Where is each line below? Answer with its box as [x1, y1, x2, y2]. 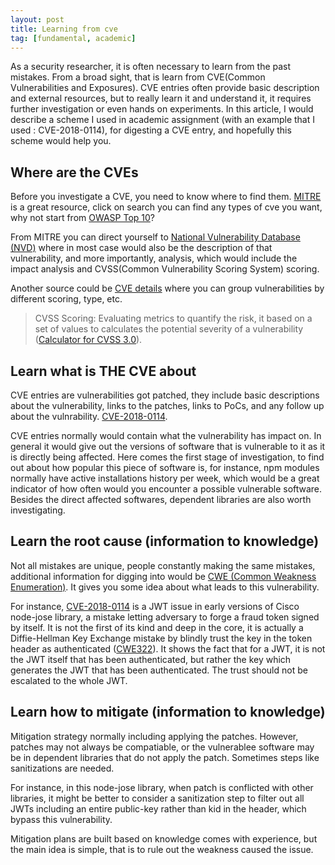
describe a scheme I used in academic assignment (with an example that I [10, 114, 315, 126]
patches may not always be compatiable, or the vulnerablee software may [10, 741, 315, 753]
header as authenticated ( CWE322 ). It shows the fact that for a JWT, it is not [10, 642, 326, 655]
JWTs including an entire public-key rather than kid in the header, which [10, 802, 307, 815]
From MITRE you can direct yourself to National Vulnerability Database [10, 231, 301, 243]
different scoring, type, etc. [10, 293, 123, 305]
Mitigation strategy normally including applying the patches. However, [10, 730, 299, 742]
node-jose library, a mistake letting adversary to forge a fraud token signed [10, 611, 320, 623]
